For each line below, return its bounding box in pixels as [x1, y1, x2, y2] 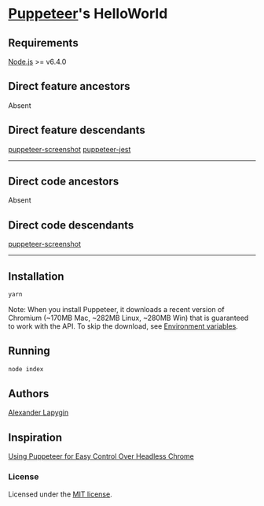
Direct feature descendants [8, 124, 145, 137]
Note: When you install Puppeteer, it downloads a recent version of [8, 304, 225, 314]
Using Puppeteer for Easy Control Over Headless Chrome [8, 452, 195, 461]
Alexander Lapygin [8, 407, 69, 418]
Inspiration [8, 430, 63, 444]
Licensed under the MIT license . [8, 489, 112, 499]
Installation [8, 270, 64, 283]
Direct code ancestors [8, 175, 119, 188]
